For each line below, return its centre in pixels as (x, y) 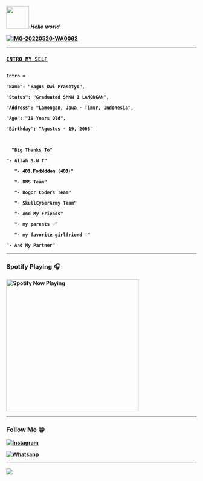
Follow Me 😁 (26, 430)
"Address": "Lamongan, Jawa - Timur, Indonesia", (70, 108)
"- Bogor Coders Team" (43, 193)
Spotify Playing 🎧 (33, 267)
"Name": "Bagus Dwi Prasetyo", (46, 87)
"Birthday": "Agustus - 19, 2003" (50, 129)
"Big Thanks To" (32, 150)
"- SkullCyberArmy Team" (46, 203)
